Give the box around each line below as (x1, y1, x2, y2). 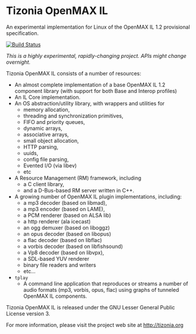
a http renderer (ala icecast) (23, 218, 91, 225)
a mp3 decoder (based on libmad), (23, 199, 107, 206)
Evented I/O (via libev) (23, 162, 77, 169)
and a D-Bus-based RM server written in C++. (23, 187, 135, 194)
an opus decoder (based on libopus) (23, 230, 111, 237)
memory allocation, (23, 106, 70, 113)
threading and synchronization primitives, (23, 112, 124, 119)
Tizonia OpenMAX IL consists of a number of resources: (6, 70, 142, 77)
